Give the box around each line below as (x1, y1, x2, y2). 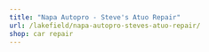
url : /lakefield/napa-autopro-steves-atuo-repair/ (9, 21, 201, 30)
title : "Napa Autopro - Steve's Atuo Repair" (9, 12, 181, 22)
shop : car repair (9, 29, 74, 38)
